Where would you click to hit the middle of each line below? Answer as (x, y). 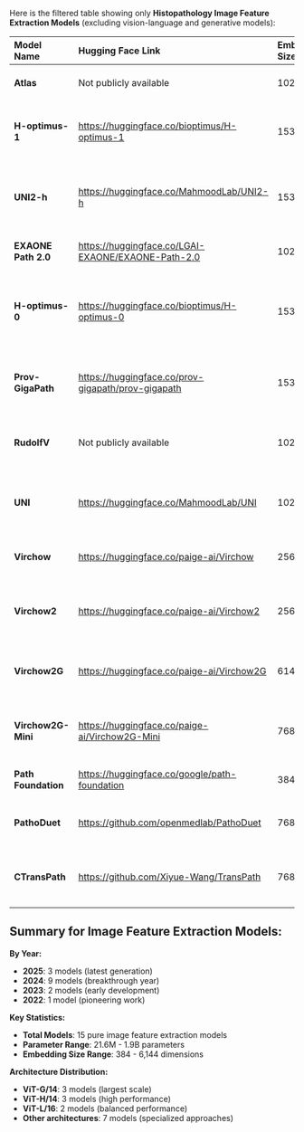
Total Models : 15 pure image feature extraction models (125, 1034)
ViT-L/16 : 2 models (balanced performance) (105, 1108)
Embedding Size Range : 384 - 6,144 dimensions (113, 1054)
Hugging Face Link (119, 51)
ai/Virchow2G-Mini (119, 737)
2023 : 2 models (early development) (91, 990)
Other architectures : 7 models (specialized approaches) (128, 1118)
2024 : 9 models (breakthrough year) (91, 980)
